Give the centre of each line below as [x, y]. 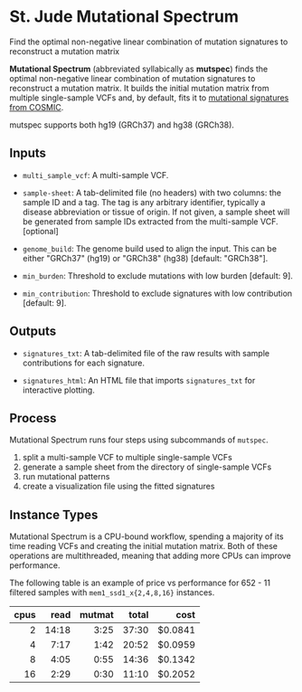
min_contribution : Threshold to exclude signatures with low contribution [157, 293]
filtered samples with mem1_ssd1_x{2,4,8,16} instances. [112, 592]
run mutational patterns [66, 477]
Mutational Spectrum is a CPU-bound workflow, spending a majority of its [146, 536]
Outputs [33, 332]
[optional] [40, 231]
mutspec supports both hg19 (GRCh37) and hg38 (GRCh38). [122, 125]
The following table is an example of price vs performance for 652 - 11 [140, 583]
